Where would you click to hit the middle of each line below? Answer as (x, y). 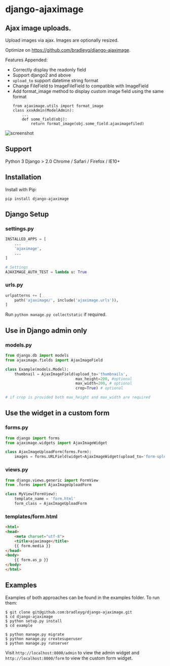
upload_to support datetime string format (55, 80)
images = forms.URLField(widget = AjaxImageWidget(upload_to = (79, 457)
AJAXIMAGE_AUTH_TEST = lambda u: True (46, 272)
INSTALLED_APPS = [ (26, 239)
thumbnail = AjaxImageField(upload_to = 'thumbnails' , (71, 374)
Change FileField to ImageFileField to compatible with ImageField (80, 86)
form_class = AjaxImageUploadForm (51, 504)
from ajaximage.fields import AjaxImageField (54, 360)
